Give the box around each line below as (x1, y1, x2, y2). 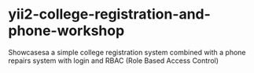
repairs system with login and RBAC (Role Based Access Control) (8, 56, 219, 65)
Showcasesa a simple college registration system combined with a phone (8, 47, 246, 57)
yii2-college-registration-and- (8, 5, 211, 23)
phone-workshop (8, 22, 125, 40)
